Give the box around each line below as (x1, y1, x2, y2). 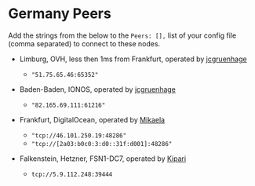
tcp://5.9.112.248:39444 (31, 170, 113, 178)
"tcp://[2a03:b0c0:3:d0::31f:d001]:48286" (31, 140, 173, 148)
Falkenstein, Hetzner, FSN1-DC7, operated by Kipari (19, 154, 187, 163)
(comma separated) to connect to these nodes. (8, 38, 161, 48)
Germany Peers (8, 5, 111, 23)
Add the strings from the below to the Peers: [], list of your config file (8, 31, 237, 40)
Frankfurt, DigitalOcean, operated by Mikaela (19, 115, 166, 124)
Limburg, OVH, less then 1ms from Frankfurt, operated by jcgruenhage (19, 54, 247, 64)
